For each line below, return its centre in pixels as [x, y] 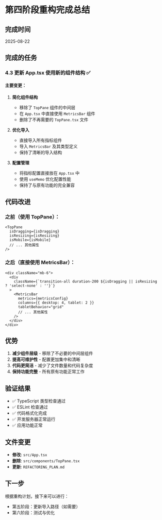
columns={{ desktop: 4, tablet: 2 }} [56, 302]
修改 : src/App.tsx [30, 454]
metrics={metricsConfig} [43, 298]
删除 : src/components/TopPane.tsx [46, 461]
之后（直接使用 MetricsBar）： [40, 263]
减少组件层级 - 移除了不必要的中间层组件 [53, 353]
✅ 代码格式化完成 [29, 413]
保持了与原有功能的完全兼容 [47, 185]
